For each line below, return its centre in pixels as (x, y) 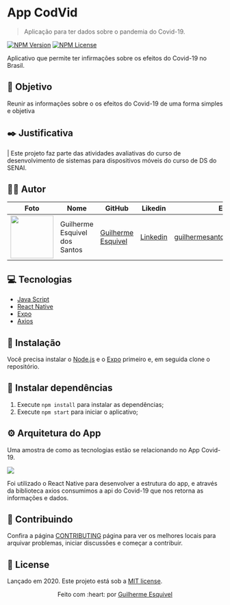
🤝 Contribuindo (40, 520)
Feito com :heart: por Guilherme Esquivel (115, 595)
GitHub (117, 208)
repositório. (23, 367)
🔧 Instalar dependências (60, 388)
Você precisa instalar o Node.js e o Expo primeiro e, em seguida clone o (108, 359)
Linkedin (154, 237)
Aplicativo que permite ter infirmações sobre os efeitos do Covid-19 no (107, 58)
